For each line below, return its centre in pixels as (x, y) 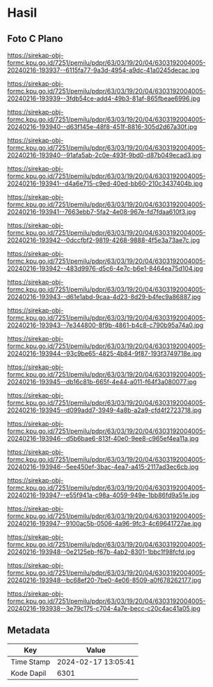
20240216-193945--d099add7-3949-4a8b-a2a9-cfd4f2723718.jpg (104, 410)
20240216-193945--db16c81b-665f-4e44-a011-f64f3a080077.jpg (102, 382)
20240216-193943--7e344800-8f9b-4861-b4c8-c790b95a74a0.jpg (105, 325)
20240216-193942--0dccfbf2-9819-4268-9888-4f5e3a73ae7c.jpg (104, 240)
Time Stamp (31, 662)
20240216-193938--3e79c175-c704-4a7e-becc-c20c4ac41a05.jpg (104, 609)
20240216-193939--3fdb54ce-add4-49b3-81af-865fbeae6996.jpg (104, 98)
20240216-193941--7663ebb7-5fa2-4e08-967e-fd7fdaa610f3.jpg (102, 212)
